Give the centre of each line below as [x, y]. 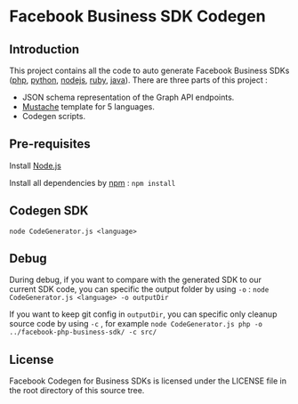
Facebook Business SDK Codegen [137, 16]
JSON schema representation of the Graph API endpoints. [128, 97]
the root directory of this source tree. [77, 391]
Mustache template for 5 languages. [89, 107]
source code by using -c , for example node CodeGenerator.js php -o [136, 324]
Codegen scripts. [54, 116]
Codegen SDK [49, 211]
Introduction [44, 49]
